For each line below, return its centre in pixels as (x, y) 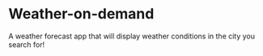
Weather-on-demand (81, 14)
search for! (27, 44)
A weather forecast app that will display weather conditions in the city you (132, 36)
